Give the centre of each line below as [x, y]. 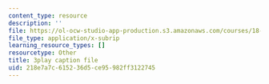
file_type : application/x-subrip [64, 38]
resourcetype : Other [43, 53]
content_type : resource [48, 16]
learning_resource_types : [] [57, 46]
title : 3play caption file [53, 61]
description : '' [35, 23]
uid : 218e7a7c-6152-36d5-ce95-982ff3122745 [82, 68]
